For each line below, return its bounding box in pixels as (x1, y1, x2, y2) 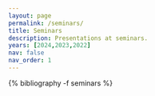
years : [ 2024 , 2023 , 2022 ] (8, 42, 91, 50)
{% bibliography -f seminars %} (8, 78, 113, 88)
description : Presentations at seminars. (8, 34, 149, 42)
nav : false (8, 49, 45, 57)
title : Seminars (8, 26, 62, 34)
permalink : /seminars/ (8, 19, 84, 27)
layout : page (8, 11, 52, 20)
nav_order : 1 (8, 57, 52, 65)
